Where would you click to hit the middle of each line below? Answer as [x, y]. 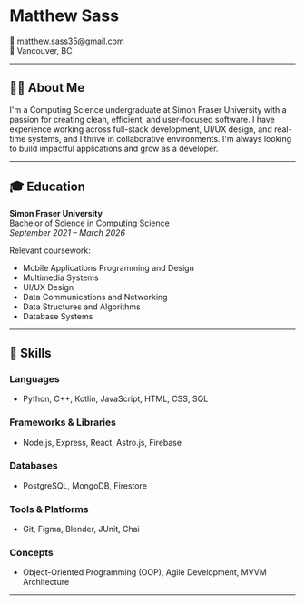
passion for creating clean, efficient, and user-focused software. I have [142, 119]
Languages [35, 378]
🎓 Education [48, 187]
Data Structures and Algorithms [81, 307]
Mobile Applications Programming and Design [108, 267]
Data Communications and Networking [95, 297]
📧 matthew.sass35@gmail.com [67, 41]
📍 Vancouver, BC [41, 50]
